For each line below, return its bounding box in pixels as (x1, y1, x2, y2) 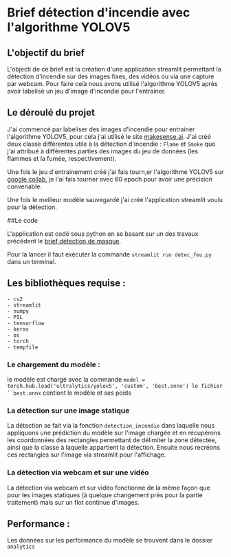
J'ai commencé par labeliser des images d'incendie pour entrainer (7, 125, 195, 133)
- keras (7, 325, 30, 333)
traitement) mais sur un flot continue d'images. (7, 498, 140, 506)
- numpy (7, 307, 30, 314)
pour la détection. (7, 203, 57, 211)
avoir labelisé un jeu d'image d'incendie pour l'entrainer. (7, 87, 166, 95)
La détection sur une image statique (7, 406, 130, 415)
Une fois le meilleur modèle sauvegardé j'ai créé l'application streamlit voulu (7, 195, 223, 204)
